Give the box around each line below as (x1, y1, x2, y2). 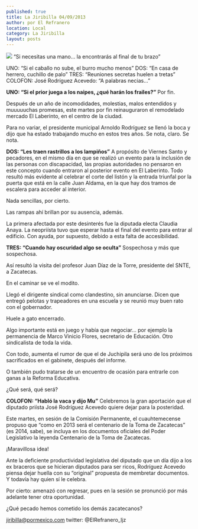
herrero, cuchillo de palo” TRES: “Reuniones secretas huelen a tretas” (6, 71, 176, 77)
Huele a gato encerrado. (6, 315, 66, 322)
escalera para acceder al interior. (6, 186, 87, 193)
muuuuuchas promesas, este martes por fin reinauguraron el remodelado (6, 106, 184, 113)
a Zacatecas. (6, 268, 38, 275)
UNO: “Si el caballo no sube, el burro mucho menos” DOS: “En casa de (6, 64, 178, 72)
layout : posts (6, 36, 41, 42)
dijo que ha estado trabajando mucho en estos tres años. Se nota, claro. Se (6, 131, 189, 137)
